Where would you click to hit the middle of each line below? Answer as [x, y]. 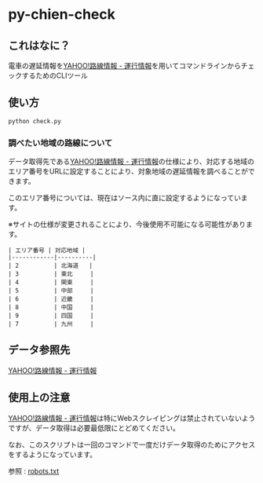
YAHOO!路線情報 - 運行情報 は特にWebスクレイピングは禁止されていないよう [132, 418]
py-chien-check [62, 15]
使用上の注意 [39, 398]
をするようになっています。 [52, 454]
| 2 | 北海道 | [50, 265]
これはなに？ [39, 45]
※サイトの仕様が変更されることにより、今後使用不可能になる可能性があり [127, 224]
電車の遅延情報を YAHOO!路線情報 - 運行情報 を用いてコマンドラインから [124, 66]
